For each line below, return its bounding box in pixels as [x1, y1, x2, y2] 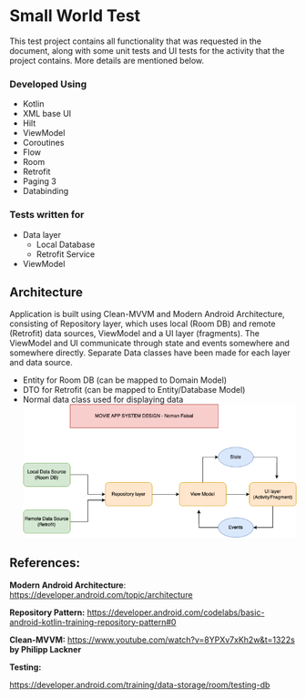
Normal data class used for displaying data [22, 394, 184, 406]
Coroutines [22, 138, 65, 149]
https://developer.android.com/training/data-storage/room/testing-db [9, 679, 270, 690]
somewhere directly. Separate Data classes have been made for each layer [9, 347, 291, 358]
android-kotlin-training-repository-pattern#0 [9, 616, 177, 627]
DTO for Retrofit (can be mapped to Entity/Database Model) [22, 385, 246, 396]
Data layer [22, 229, 62, 240]
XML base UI [22, 108, 72, 119]
